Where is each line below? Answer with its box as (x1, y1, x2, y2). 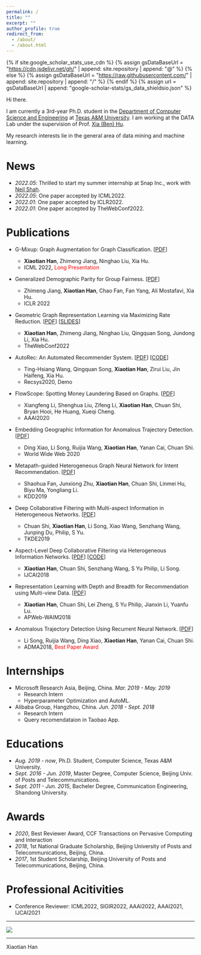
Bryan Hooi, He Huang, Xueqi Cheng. (23, 408, 115, 415)
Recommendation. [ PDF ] (14, 468, 76, 475)
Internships (6, 664, 65, 678)
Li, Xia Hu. (23, 336, 50, 343)
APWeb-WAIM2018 (23, 613, 71, 620)
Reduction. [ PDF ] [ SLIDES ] (14, 318, 81, 325)
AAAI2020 (23, 414, 50, 421)
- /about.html (11, 43, 47, 49)
